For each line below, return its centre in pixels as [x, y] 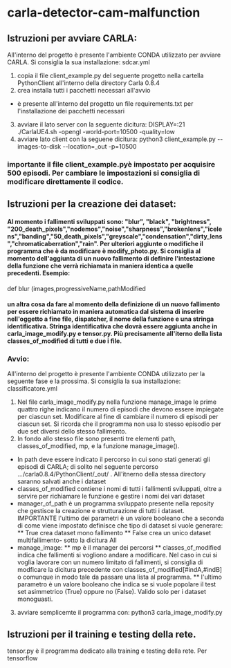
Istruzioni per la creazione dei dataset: [92, 204]
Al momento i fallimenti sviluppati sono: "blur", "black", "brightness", [109, 221]
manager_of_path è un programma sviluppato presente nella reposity [115, 503]
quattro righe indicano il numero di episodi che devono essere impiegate [120, 409]
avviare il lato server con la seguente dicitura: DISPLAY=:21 [101, 124]
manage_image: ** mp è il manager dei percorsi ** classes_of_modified [119, 548]
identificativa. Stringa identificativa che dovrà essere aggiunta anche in [112, 326]
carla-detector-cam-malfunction [104, 13]
